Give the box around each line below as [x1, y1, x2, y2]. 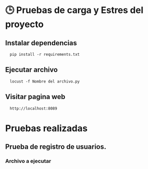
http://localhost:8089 [10, 106, 57, 111]
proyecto [5, 19, 44, 30]
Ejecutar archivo [5, 65, 58, 74]
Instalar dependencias [5, 39, 77, 47]
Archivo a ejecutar [5, 157, 51, 164]
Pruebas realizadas [5, 122, 88, 134]
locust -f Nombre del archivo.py [10, 79, 80, 84]
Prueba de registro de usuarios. [5, 142, 107, 151]
